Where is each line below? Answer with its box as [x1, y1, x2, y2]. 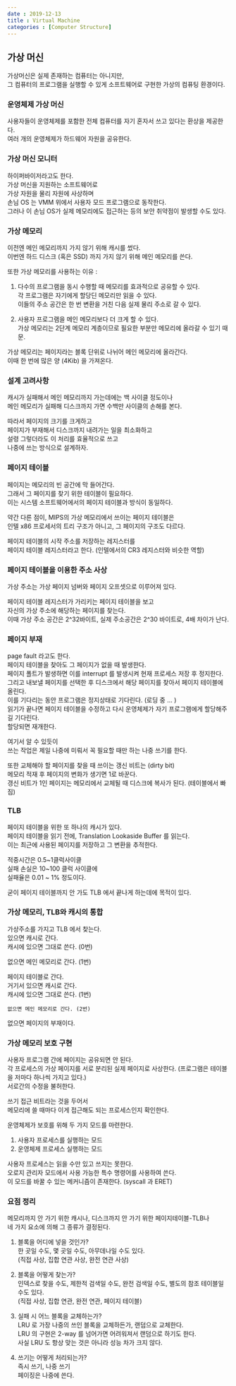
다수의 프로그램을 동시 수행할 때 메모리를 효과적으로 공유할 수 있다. [17, 282, 200, 291]
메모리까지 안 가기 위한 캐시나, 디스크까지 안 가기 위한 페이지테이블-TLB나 [7, 1214, 210, 1222]
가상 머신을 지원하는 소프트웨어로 [7, 180, 99, 189]
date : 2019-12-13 [7, 10, 61, 18]
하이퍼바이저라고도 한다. [7, 171, 74, 180]
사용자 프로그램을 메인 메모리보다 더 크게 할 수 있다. [17, 315, 159, 323]
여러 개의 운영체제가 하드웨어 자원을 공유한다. [7, 135, 132, 143]
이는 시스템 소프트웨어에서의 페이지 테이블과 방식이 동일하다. [7, 498, 173, 506]
